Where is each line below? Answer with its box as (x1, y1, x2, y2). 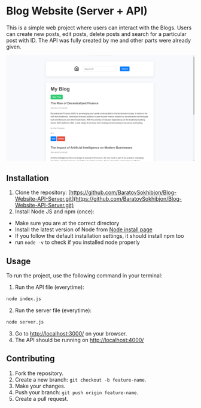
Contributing (6, 353, 55, 364)
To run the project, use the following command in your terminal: (6, 272, 163, 279)
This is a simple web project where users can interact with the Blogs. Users (6, 24, 192, 31)
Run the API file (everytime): (14, 283, 85, 291)
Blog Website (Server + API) (6, 4, 148, 18)
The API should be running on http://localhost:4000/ (14, 336, 144, 343)
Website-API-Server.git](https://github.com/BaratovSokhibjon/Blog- (14, 195, 182, 203)
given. (6, 43, 22, 50)
